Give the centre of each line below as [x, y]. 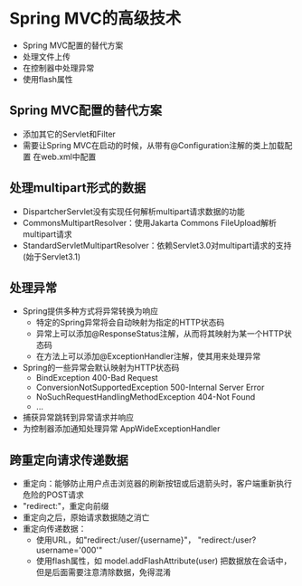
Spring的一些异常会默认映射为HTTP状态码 [101, 368]
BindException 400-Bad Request [97, 378]
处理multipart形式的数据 [78, 188]
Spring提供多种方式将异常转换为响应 [90, 311]
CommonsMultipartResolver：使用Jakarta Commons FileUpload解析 [150, 222]
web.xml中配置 [68, 156]
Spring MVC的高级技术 [95, 19]
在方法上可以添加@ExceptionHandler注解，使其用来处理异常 [148, 356]
